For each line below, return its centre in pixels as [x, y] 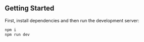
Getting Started [30, 8]
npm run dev [17, 34]
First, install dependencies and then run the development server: [72, 20]
